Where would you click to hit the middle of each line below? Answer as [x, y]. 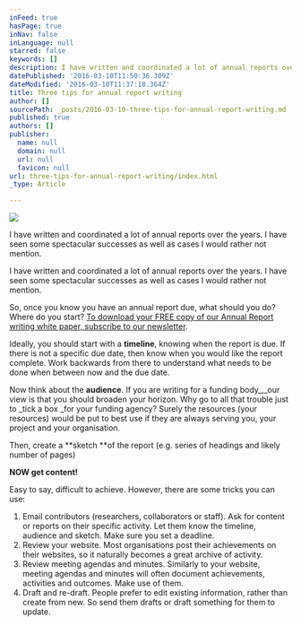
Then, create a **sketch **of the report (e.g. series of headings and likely [145, 446]
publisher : [30, 135]
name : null [38, 143]
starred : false [38, 51]
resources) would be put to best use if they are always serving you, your [143, 419]
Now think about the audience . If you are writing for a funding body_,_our [145, 390]
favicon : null [43, 168]
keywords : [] [34, 59]
